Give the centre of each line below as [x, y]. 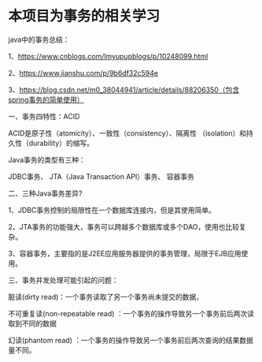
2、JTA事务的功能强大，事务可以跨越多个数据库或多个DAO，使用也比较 [124, 226]
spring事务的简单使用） [46, 99]
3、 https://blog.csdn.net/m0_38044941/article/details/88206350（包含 [124, 90]
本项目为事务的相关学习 [84, 16]
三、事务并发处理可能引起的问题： [63, 280]
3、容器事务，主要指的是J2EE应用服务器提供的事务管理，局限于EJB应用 [125, 253]
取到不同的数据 [32, 323]
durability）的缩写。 [61, 143]
